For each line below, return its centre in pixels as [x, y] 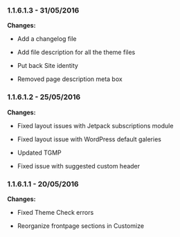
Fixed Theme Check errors [55, 212]
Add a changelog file [47, 39]
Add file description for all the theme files [76, 52]
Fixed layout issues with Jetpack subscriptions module [95, 125]
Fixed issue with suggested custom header [79, 166]
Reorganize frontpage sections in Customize [80, 226]
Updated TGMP [39, 152]
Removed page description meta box [70, 79]
